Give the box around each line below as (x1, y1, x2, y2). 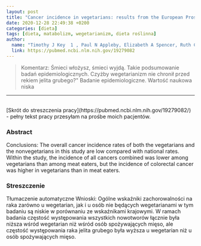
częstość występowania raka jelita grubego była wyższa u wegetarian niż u (6, 227, 192, 234)
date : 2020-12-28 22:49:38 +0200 (6, 20, 90, 26)
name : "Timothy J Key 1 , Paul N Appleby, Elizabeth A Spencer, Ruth (11, 42, 191, 48)
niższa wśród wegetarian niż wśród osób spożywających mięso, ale (6, 220, 173, 227)
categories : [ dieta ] (6, 25, 58, 32)
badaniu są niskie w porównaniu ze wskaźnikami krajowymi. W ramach (6, 208, 181, 215)
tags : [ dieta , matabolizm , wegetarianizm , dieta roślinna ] (6, 31, 157, 37)
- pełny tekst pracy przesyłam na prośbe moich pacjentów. (6, 113, 151, 120)
